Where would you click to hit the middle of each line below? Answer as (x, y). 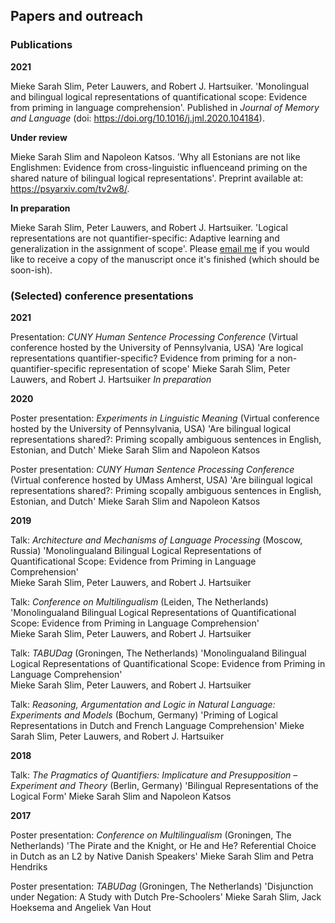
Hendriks (29, 866)
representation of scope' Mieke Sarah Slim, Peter (189, 368)
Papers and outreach (77, 16)
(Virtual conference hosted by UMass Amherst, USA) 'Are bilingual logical (161, 480)
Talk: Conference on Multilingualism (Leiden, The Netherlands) (139, 601)
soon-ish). (31, 270)
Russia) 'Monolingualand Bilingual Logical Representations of (136, 550)
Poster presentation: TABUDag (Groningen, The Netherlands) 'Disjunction (162, 886)
